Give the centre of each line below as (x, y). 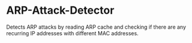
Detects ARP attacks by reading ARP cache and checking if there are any (96, 27)
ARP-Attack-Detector (60, 10)
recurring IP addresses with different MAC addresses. (72, 33)
